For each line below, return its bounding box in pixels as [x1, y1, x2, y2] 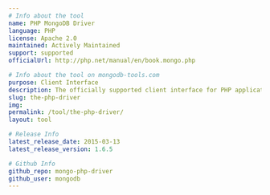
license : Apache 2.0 [8, 34, 78, 43]
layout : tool [8, 116, 52, 124]
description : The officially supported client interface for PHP [8, 86, 231, 94]
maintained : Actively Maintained [8, 42, 121, 50]
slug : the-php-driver [8, 93, 81, 101]
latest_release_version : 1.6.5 [8, 145, 113, 153]
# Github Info [8, 160, 56, 168]
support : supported [8, 49, 74, 57]
